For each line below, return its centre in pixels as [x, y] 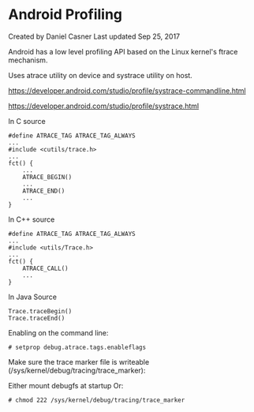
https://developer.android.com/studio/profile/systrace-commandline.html [127, 90]
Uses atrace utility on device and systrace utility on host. [101, 75]
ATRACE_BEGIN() [47, 177]
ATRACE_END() [44, 191]
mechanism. [28, 60]
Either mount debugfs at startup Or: [66, 385]
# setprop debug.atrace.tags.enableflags [77, 347]
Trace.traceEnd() [37, 318]
